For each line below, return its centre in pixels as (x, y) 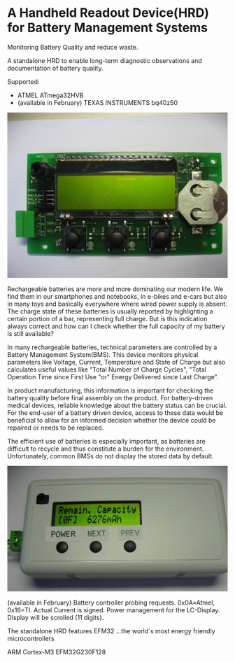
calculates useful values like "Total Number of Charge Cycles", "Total (107, 369)
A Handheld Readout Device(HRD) (108, 13)
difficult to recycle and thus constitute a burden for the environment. (106, 449)
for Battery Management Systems (108, 28)
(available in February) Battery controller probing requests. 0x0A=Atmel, (111, 603)
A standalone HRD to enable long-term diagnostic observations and (105, 60)
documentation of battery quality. (55, 68)
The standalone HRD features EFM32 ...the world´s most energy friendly (111, 631)
